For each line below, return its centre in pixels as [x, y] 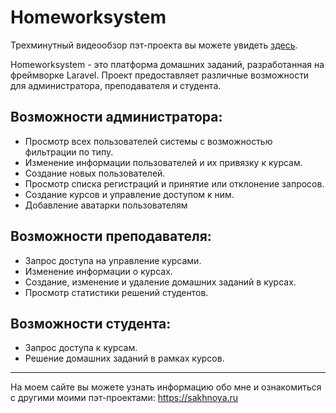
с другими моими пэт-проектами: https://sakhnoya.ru [124, 398]
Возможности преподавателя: [111, 236]
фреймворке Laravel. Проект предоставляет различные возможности [160, 75]
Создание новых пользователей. [95, 173]
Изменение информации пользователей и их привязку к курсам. [163, 162]
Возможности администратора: [116, 117]
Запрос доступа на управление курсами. [113, 260]
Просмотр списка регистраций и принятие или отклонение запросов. [174, 183]
